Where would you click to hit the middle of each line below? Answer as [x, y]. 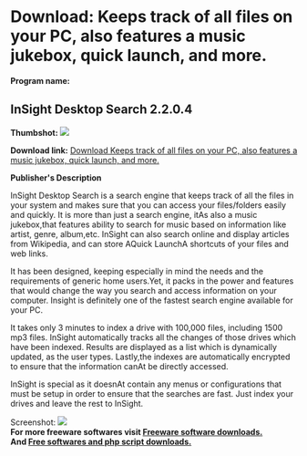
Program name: [41, 80]
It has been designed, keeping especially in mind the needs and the [137, 271]
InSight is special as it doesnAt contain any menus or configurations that [146, 384]
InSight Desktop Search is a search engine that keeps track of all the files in [152, 195]
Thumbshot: [34, 132]
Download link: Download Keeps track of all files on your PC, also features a [154, 150]
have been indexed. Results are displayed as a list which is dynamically [143, 347]
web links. [30, 254]
